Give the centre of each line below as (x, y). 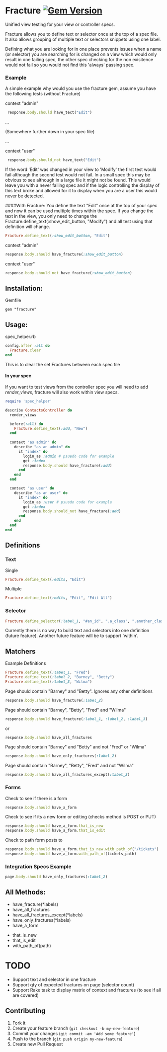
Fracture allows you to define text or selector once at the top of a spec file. (82, 34)
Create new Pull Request (38, 1044)
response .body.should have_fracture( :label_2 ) (54, 700)
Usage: (17, 325)
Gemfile (13, 300)
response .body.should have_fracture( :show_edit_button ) (64, 254)
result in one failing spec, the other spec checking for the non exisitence (79, 59)
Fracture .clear (25, 350)
